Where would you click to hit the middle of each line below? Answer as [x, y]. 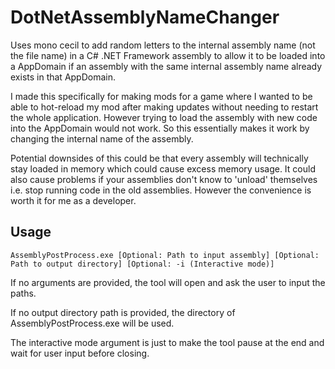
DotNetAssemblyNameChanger [145, 17]
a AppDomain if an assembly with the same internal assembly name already [166, 66]
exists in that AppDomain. [63, 77]
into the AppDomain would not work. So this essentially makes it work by [160, 128]
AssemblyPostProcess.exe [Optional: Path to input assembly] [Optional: [165, 255]
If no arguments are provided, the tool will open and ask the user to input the [168, 282]
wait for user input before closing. [80, 353]
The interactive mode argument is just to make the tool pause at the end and [167, 342]
